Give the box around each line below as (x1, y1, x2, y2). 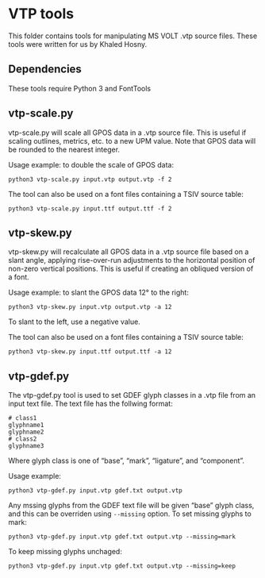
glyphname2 (8, 428, 44, 437)
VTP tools (8, 5, 74, 23)
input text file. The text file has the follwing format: (8, 399, 173, 409)
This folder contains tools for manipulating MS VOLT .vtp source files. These (8, 31, 258, 40)
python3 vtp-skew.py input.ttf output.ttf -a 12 (8, 348, 172, 356)
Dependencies (8, 63, 82, 76)
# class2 (8, 435, 37, 443)
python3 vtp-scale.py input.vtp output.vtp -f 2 (8, 175, 172, 183)
